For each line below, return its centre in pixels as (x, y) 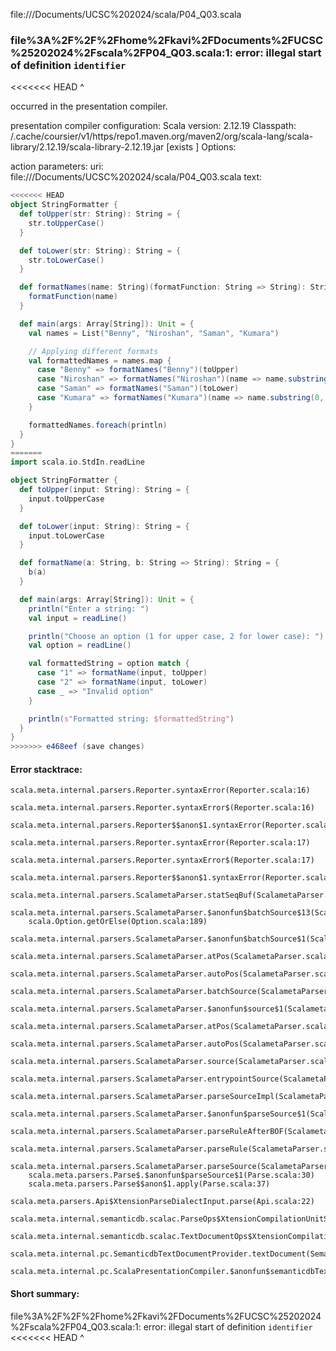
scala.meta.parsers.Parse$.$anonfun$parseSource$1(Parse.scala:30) (171, 1175)
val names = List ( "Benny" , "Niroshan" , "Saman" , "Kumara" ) (154, 333)
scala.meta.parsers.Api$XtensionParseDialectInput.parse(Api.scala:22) (162, 1202)
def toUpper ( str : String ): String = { (100, 214)
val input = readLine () (78, 618)
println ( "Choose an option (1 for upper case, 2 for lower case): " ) (176, 636)
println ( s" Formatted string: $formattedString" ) (131, 719)
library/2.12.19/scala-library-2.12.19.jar (87, 147)
